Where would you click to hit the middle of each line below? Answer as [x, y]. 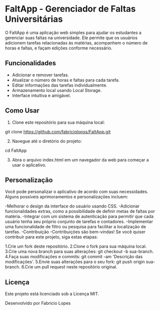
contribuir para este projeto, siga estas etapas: [51, 237]
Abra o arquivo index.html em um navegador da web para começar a [80, 160]
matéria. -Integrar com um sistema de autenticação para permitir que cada [79, 217]
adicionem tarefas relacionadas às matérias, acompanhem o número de [76, 43]
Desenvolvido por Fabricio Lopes [38, 303]
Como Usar [22, 111]
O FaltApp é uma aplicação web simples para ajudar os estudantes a [73, 32]
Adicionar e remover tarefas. [40, 75]
